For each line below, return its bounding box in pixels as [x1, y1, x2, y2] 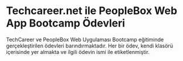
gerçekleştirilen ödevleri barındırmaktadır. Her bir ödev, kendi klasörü [6, 42, 173, 49]
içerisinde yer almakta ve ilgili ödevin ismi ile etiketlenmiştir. [6, 48, 150, 55]
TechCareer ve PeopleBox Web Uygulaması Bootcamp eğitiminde [6, 36, 164, 43]
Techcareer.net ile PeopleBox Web [6, 4, 178, 18]
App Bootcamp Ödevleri [6, 16, 126, 30]
